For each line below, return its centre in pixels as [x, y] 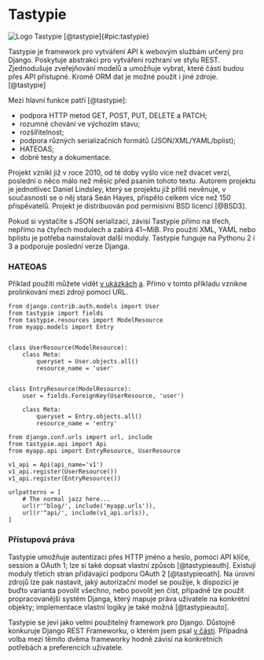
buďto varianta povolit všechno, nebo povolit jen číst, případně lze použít [126, 590]
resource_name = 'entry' [77, 424]
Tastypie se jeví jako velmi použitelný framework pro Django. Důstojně [122, 622]
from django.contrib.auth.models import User [84, 307]
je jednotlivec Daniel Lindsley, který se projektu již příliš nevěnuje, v [117, 189]
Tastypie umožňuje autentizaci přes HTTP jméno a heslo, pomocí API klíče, [129, 557]
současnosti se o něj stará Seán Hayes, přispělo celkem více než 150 [120, 197]
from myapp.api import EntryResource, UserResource [94, 451]
